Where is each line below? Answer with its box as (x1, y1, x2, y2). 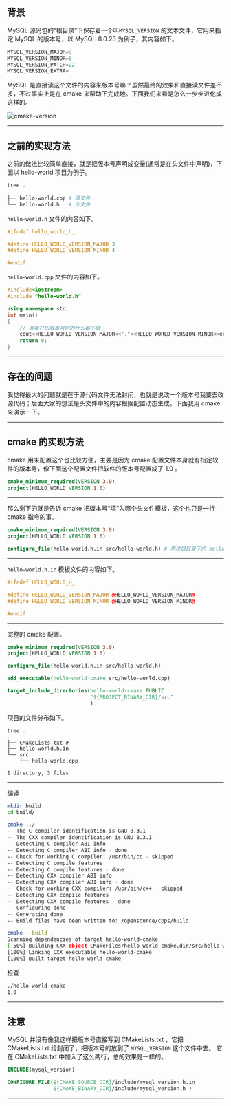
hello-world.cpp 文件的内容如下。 (7, 273, 104, 281)
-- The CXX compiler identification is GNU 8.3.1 (7, 834, 153, 841)
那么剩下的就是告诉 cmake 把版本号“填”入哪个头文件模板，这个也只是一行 (7, 504, 215, 513)
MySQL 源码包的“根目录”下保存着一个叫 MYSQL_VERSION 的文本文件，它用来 (7, 26, 215, 34)
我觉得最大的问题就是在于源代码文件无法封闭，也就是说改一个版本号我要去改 (7, 390, 224, 398)
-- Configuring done (7, 904, 67, 911)
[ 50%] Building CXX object (7, 942, 88, 950)
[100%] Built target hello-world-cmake (7, 955, 122, 962)
